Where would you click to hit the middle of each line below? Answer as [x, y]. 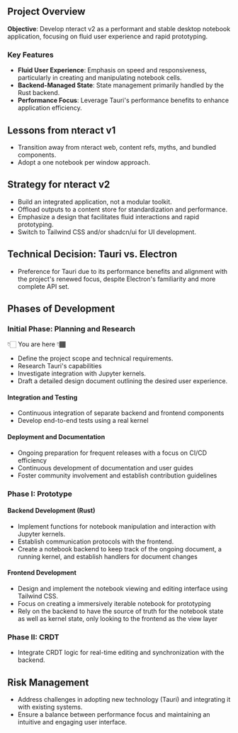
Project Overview [46, 12]
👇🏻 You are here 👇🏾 [36, 344]
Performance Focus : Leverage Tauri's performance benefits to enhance [123, 100]
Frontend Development [42, 573]
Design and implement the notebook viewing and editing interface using [123, 588]
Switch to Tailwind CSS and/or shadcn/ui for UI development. [107, 232]
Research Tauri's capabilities [59, 366]
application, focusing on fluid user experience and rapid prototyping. [108, 36]
